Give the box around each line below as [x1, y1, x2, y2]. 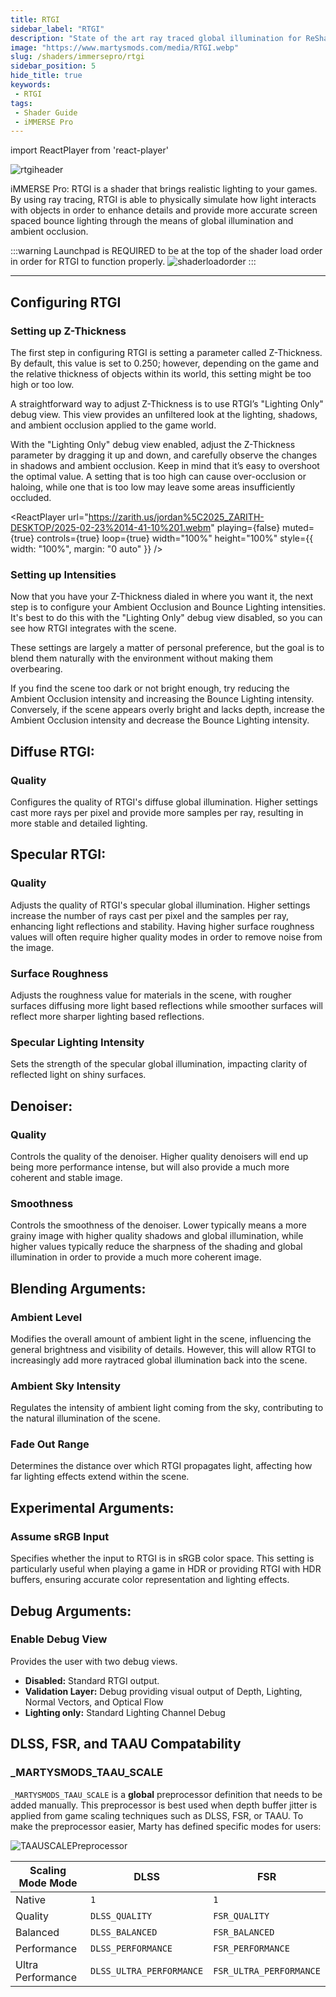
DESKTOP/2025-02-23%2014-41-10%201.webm [10, 521, 212, 533]
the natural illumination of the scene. [10, 1412, 161, 1425]
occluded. [10, 491, 52, 503]
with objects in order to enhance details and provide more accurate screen [10, 204, 318, 216]
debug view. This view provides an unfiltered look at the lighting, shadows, [10, 408, 318, 420]
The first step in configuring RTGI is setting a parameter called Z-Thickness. [10, 346, 323, 358]
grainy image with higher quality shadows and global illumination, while [10, 1230, 304, 1242]
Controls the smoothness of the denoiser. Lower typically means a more [10, 1219, 307, 1231]
